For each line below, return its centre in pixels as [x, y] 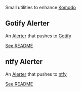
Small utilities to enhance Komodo [40, 7]
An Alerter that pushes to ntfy [36, 74]
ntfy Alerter [24, 62]
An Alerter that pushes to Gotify [38, 36]
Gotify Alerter [27, 23]
